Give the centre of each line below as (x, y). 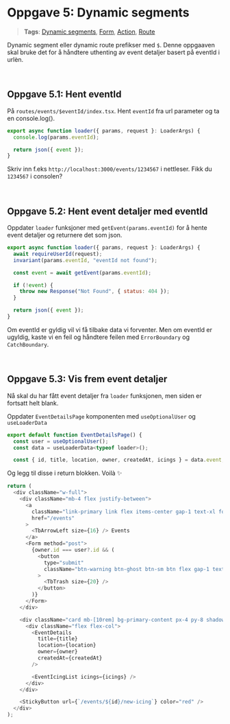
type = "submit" (64, 563)
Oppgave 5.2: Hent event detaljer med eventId (107, 211)
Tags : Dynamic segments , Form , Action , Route (89, 32)
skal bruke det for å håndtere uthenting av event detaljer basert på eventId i (114, 52)
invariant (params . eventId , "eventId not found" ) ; (85, 260)
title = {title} (57, 639)
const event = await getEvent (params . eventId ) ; (82, 272)
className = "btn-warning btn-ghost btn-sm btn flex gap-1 (127, 569)
